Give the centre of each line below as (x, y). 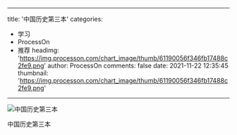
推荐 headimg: (38, 50)
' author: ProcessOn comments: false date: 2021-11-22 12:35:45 (136, 65)
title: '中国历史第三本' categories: (55, 19)
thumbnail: (33, 73)
